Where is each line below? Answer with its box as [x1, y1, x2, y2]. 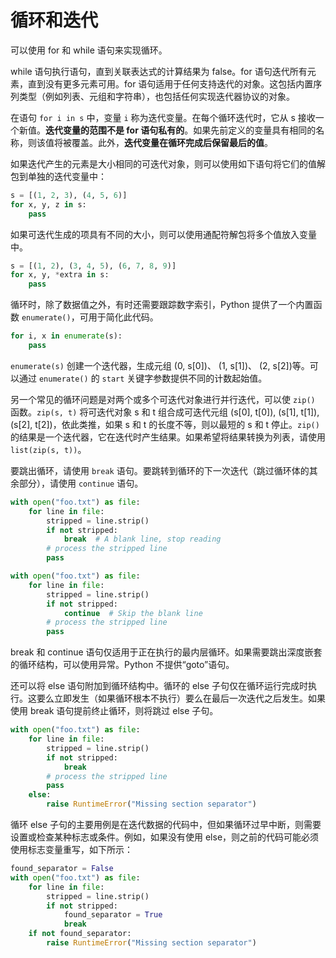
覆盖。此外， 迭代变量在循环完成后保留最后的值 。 [71, 136, 273, 148]
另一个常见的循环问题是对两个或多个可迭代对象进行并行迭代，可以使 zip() [10, 393, 316, 405]
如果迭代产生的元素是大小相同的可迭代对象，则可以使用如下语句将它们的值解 [10, 157, 326, 170]
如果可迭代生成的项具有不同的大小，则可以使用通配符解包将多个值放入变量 [10, 228, 317, 240]
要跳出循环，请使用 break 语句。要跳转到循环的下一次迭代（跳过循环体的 [10, 464, 310, 476]
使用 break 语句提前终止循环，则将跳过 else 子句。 [10, 705, 219, 717]
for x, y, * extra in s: [10, 270, 110, 280]
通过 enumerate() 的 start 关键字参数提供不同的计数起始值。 [18, 372, 268, 384]
